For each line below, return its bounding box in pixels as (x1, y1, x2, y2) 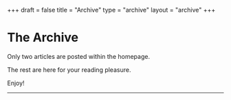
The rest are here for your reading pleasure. (7, 65, 131, 74)
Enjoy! (7, 79, 25, 87)
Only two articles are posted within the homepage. (7, 52, 150, 60)
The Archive (7, 30, 79, 45)
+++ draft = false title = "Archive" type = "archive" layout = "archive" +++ (7, 6, 216, 14)
